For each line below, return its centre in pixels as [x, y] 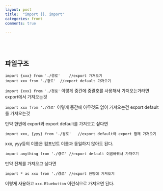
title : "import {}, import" [35, 14]
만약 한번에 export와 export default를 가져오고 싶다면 [57, 124]
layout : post [18, 10]
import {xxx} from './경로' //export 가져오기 [54, 76]
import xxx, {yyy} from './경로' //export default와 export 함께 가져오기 [81, 134]
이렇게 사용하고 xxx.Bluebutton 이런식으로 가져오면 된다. [60, 184]
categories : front [24, 19]
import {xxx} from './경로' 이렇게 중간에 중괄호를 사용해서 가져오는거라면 [77, 91]
